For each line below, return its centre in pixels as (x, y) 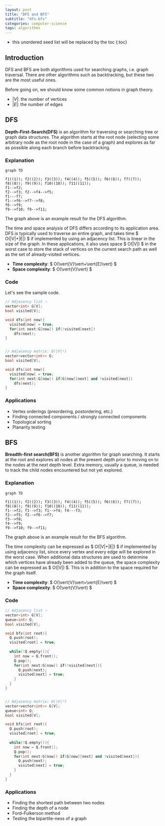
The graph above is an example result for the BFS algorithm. (66, 537)
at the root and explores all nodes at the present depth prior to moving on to (82, 460)
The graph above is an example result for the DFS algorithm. (66, 219)
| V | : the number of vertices (40, 99)
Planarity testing (29, 427)
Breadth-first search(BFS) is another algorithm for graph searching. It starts (82, 454)
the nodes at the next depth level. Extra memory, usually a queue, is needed (82, 465)
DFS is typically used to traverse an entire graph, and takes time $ (72, 234)
